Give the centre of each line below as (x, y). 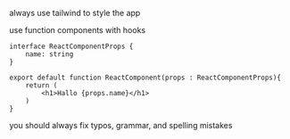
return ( (41, 86)
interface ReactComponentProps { (71, 46)
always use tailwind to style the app (75, 13)
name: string (50, 54)
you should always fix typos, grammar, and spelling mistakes (121, 125)
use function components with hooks (77, 30)
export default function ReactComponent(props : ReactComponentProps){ (145, 78)
